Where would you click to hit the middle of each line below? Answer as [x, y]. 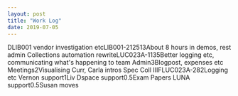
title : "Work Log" [34, 21]
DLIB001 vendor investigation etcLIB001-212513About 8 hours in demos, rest [119, 48]
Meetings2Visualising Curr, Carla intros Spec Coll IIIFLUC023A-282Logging [118, 70]
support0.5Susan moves [43, 85]
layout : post [27, 14]
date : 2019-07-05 [33, 27]
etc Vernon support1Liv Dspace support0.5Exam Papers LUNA [99, 78]
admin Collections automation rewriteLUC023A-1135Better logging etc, [111, 55]
